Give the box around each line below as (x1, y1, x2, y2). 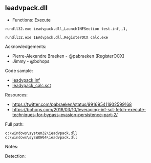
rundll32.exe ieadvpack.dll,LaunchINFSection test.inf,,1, (5, 26, 128, 31)
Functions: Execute (12, 17, 51, 23)
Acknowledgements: (5, 44, 46, 49)
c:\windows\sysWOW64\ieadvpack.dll (5, 135, 78, 140)
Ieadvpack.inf (12, 77, 40, 83)
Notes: (5, 143, 19, 149)
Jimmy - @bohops (12, 58, 50, 64)
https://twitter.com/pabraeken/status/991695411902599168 (12, 101, 132, 107)
